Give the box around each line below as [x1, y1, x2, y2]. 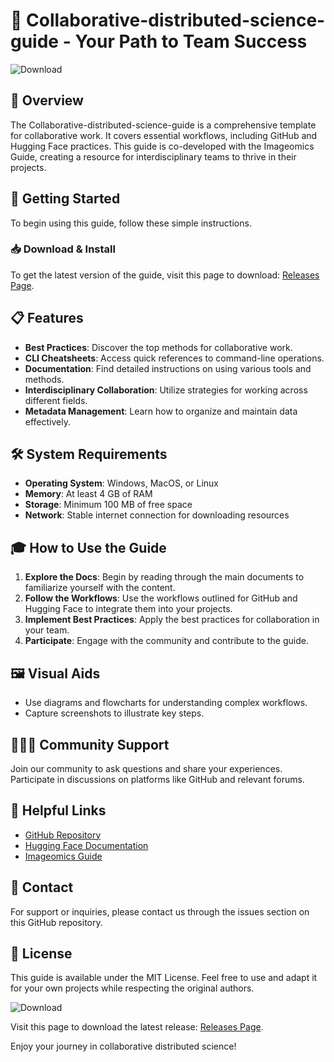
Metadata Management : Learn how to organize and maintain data [24, 405, 298, 417]
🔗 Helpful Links [10, 802, 107, 819]
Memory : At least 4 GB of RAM [24, 488, 153, 500]
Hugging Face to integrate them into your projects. [24, 603, 233, 615]
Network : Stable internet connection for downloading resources [24, 509, 290, 521]
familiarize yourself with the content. [24, 582, 176, 594]
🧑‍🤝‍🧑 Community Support [10, 736, 170, 753]
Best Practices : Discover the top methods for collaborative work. [24, 341, 293, 353]
